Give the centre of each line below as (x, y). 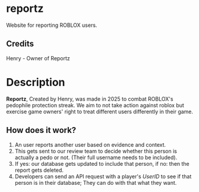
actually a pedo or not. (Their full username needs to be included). (96, 157)
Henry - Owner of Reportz (38, 58)
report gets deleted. (39, 170)
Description (36, 82)
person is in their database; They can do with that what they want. (96, 182)
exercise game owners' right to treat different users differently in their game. (100, 112)
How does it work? (41, 130)
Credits (20, 44)
